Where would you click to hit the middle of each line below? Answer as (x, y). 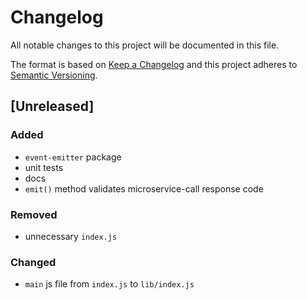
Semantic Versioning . (54, 75)
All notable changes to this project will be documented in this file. (145, 45)
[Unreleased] (52, 106)
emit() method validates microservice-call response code (144, 188)
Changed (33, 262)
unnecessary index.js (71, 236)
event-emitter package (73, 157)
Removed (34, 214)
